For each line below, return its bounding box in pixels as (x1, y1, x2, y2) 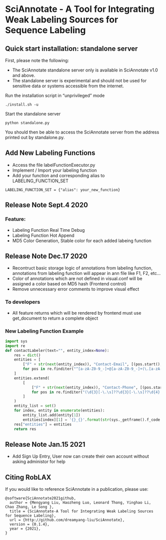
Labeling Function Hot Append (12, 232, 75, 238)
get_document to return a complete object (12, 315, 98, 321)
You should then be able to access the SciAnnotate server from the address (5, 129, 160, 135)
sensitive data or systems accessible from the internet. (12, 83, 124, 89)
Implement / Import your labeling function (12, 167, 97, 173)
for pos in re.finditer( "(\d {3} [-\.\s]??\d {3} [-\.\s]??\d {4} (31, 390, 161, 395)
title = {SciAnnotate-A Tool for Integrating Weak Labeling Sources (9, 509, 154, 514)
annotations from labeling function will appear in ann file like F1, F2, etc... (12, 270, 161, 276)
